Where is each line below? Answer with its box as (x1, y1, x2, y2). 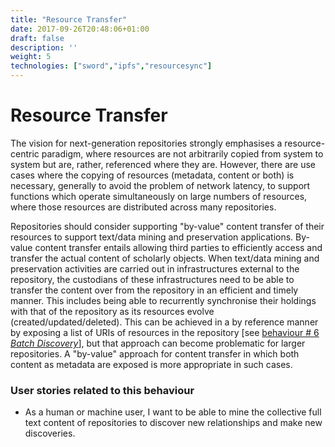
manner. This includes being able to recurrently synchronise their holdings (10, 294, 317, 306)
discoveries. (24, 427, 76, 440)
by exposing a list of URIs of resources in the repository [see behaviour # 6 (10, 326, 320, 338)
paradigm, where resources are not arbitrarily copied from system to (41, 147, 324, 160)
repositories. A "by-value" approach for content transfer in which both (10, 347, 300, 360)
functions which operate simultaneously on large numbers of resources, (10, 190, 308, 202)
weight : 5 (10, 52, 52, 62)
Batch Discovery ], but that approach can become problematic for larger (10, 337, 306, 349)
